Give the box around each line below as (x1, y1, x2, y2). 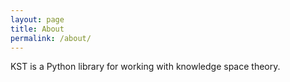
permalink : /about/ (10, 33, 92, 43)
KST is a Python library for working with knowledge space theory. (10, 61, 281, 73)
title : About (10, 24, 65, 34)
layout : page (10, 14, 65, 25)
